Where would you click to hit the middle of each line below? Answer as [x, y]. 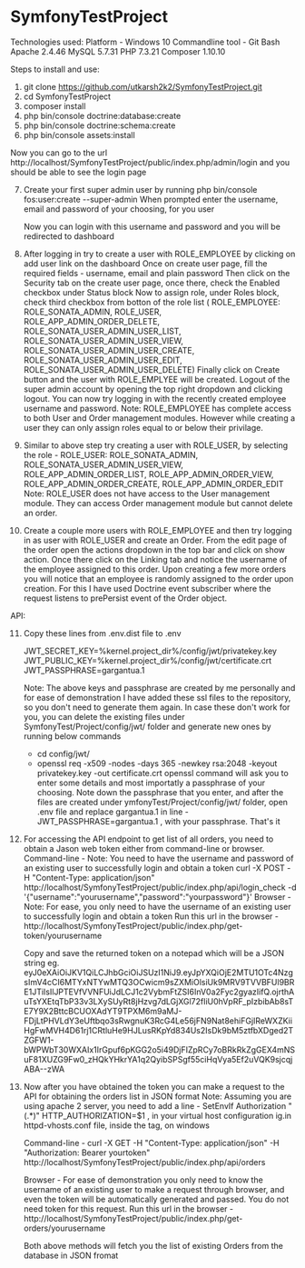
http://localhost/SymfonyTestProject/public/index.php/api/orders [144, 1162]
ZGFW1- [39, 1040]
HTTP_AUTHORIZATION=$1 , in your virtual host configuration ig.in [167, 1115]
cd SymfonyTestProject [67, 96]
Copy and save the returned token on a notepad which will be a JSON [154, 953]
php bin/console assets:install [79, 135]
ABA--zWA [44, 1069]
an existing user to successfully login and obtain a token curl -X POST [154, 868]
